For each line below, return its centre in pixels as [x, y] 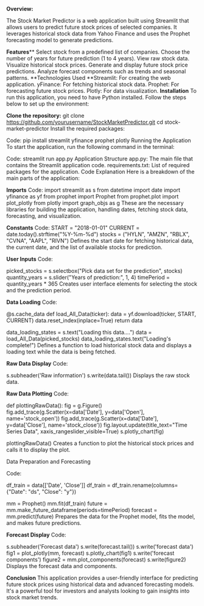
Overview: [20, 9]
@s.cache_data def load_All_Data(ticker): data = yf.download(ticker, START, [101, 314]
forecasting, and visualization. [44, 216]
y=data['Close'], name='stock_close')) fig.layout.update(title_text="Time [97, 425]
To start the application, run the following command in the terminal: [90, 147]
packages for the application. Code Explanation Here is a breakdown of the [100, 171]
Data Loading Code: [32, 302]
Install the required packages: [87, 128]
